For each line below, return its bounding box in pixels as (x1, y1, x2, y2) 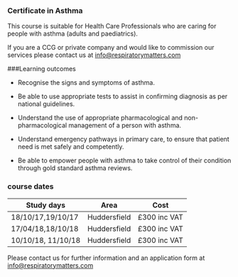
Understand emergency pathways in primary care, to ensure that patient (17, 135, 229, 144)
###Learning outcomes (7, 65, 76, 73)
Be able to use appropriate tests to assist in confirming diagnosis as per (17, 92, 228, 101)
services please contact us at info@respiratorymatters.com (7, 51, 181, 59)
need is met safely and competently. (17, 142, 124, 151)
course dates (7, 182, 54, 192)
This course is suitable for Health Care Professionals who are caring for (7, 22, 217, 31)
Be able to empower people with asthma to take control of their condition (17, 156, 232, 165)
